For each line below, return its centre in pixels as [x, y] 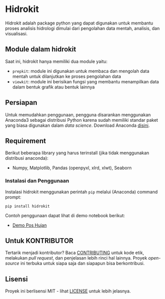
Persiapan [21, 103]
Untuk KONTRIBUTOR [39, 241]
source [12, 264]
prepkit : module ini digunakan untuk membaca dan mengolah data [81, 71]
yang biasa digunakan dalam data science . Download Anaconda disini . [78, 125]
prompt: [13, 197]
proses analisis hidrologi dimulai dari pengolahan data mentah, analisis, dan [82, 28]
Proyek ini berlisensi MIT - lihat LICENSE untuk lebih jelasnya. [68, 291]
